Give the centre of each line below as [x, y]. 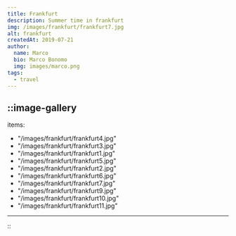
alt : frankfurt [29, 33]
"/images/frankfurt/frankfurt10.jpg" [68, 199]
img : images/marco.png [47, 66]
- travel [26, 79]
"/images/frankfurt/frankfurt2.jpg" [67, 168]
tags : [15, 73]
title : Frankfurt [33, 14]
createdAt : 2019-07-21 [40, 40]
